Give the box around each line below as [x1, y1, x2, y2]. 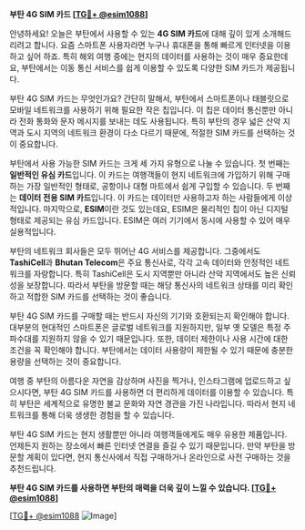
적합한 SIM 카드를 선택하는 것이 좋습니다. [25, 291, 172, 301]
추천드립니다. [9, 464, 56, 474]
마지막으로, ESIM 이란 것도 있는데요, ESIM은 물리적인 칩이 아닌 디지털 [43, 204, 289, 214]
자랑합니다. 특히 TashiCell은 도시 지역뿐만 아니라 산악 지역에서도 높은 [33, 269, 280, 279]
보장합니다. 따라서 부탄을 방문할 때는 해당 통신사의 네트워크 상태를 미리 [25, 280, 277, 290]
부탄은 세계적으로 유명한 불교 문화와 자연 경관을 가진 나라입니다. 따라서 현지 [18, 398, 287, 409]
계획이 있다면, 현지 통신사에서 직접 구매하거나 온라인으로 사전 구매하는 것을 [25, 452, 291, 463]
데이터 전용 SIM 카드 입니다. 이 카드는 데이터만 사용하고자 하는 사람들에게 [18, 192, 276, 203]
